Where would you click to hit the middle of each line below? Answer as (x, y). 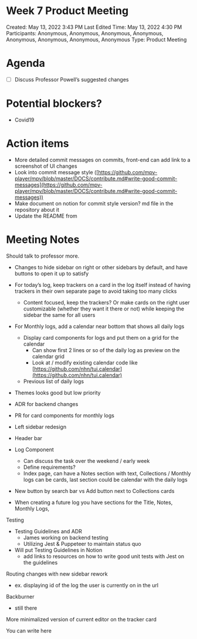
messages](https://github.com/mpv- (58, 185)
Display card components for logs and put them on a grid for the (101, 337)
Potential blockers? (54, 104)
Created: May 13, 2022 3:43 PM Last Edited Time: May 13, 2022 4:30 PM (94, 27)
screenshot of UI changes (46, 166)
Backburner (20, 596)
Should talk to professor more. (43, 256)
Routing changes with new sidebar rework (57, 574)
